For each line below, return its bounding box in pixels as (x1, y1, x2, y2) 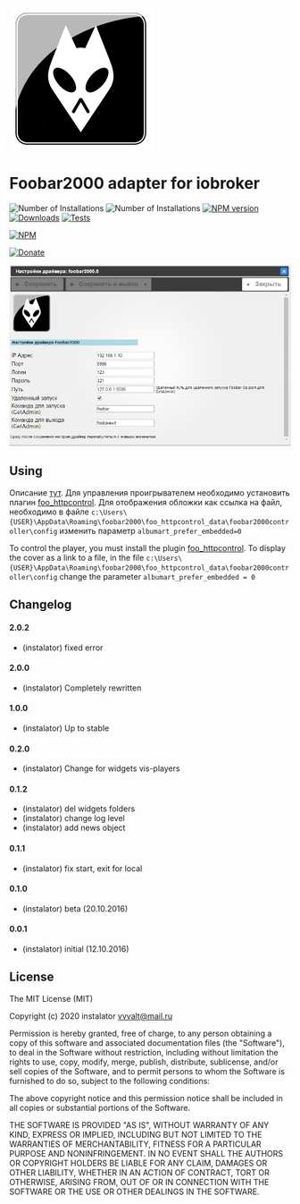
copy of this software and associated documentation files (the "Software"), (9, 1037, 286, 1048)
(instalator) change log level (21, 813, 125, 824)
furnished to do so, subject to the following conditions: (9, 1075, 210, 1086)
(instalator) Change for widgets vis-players (21, 763, 180, 774)
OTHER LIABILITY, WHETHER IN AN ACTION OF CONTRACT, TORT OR (9, 1166, 270, 1178)
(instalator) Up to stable (21, 723, 110, 733)
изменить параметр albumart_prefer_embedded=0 (59, 525, 242, 536)
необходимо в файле (9, 506, 89, 517)
